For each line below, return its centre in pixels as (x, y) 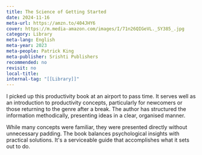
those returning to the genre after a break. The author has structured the (96, 109)
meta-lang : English (31, 40)
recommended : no (27, 62)
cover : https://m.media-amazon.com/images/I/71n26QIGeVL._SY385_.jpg (96, 29)
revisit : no (21, 68)
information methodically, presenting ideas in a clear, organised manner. (96, 116)
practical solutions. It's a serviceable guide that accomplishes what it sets (98, 140)
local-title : (23, 74)
